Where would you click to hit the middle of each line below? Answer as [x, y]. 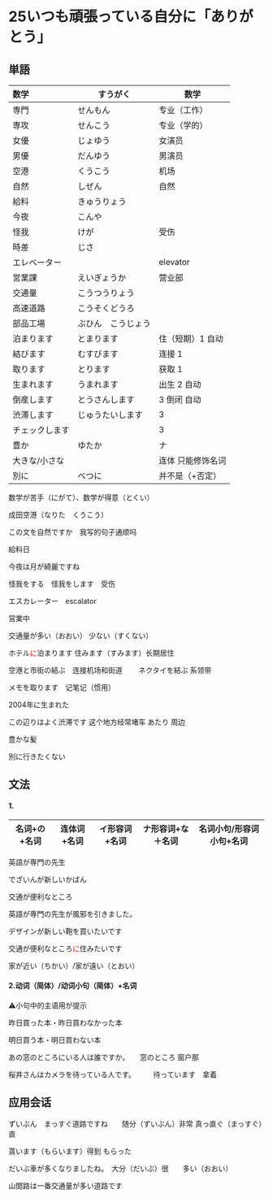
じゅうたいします [110, 415]
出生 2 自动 [180, 384]
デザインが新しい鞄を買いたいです [65, 931]
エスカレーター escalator [52, 601]
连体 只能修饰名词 [193, 460]
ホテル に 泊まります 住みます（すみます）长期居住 [91, 653]
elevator [174, 262]
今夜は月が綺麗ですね [44, 566]
